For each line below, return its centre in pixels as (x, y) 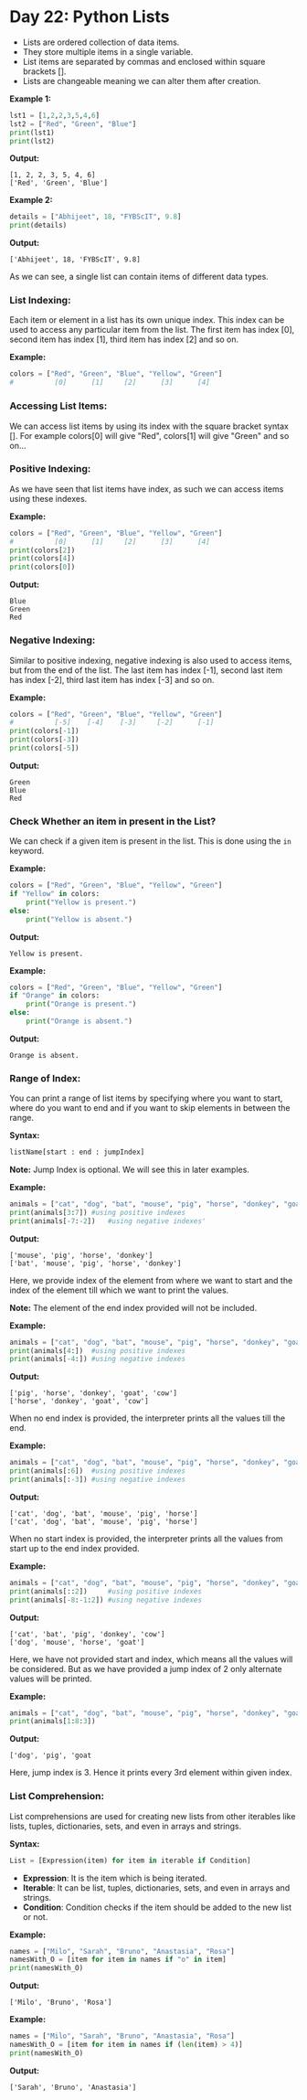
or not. (35, 1916)
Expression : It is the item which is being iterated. (115, 1878)
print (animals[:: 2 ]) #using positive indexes (106, 1591)
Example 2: (31, 200)
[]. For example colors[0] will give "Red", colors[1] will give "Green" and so (149, 435)
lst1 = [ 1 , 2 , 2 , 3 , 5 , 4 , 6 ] (55, 115)
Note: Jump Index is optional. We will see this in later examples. (129, 1170)
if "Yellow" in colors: (55, 894)
